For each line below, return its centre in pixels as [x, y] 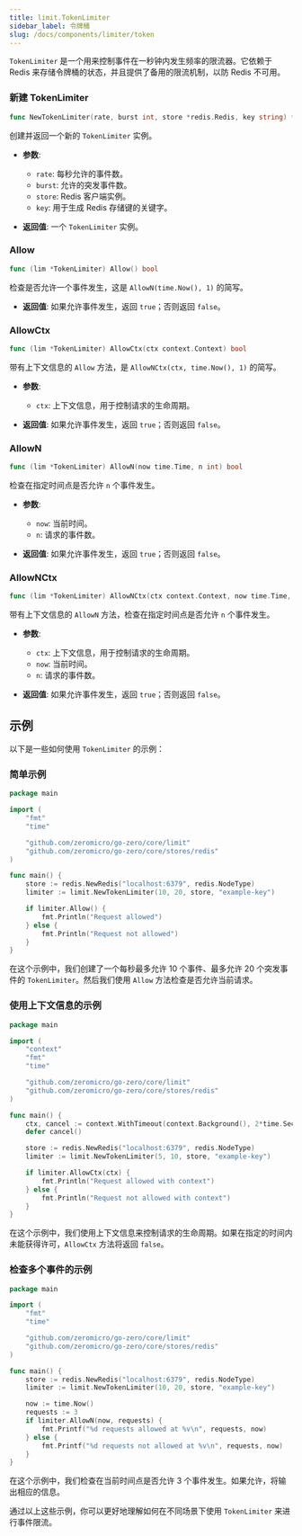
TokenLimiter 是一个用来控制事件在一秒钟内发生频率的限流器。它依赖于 [141, 61]
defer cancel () [54, 1132]
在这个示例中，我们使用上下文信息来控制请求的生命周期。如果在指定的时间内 [151, 1233]
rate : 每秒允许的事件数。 [82, 174]
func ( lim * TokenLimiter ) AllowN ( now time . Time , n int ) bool [126, 467]
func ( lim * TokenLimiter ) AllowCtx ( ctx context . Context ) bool [128, 349]
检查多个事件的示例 [51, 1270]
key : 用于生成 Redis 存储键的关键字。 [104, 207]
